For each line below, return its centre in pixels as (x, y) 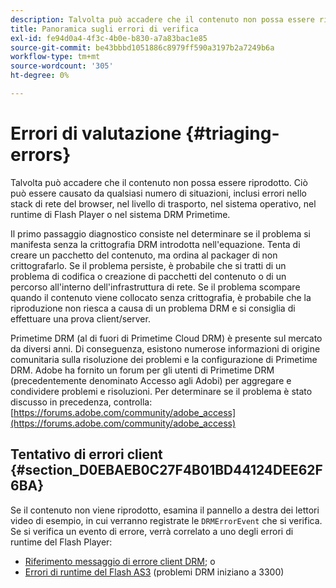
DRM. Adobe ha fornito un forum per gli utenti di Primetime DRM (142, 370)
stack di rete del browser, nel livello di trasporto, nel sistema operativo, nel (163, 203)
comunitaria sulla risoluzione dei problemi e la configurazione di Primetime (164, 359)
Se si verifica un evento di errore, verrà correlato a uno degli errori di (152, 531)
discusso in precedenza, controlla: (81, 402)
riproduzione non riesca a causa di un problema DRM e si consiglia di (153, 308)
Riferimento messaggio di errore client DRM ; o (120, 561)
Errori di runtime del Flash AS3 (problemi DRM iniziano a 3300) (154, 572)
